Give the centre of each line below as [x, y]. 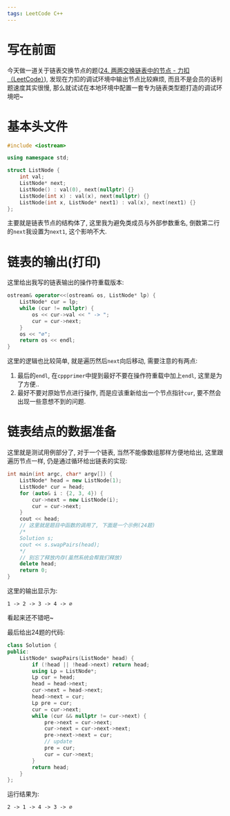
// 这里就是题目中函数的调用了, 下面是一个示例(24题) [87, 525]
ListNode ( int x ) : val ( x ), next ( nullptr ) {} [85, 196]
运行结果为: [23, 794]
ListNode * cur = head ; [52, 487]
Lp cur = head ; [54, 677]
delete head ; [38, 564]
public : [18, 652]
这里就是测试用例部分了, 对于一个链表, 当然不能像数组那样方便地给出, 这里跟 [115, 452]
